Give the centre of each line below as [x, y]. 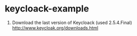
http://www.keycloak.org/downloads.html [55, 27]
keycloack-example [47, 9]
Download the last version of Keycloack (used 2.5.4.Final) [72, 22]
